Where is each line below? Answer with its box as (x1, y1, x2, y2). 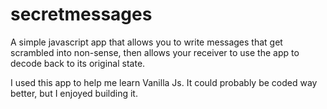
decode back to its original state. (10, 57, 146, 69)
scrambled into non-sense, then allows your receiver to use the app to (10, 46, 300, 58)
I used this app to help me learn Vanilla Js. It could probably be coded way (10, 76, 318, 88)
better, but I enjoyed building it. (10, 87, 138, 99)
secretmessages (10, 3, 153, 26)
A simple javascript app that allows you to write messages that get (10, 36, 283, 48)
